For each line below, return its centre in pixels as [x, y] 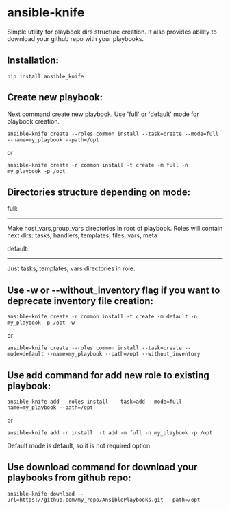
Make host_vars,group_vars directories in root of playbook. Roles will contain [115, 229]
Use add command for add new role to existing [108, 375]
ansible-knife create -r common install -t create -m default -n [102, 317]
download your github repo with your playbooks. [76, 38]
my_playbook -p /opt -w [41, 323]
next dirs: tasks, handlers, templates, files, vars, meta [82, 235]
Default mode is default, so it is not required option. [79, 445]
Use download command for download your [102, 467]
